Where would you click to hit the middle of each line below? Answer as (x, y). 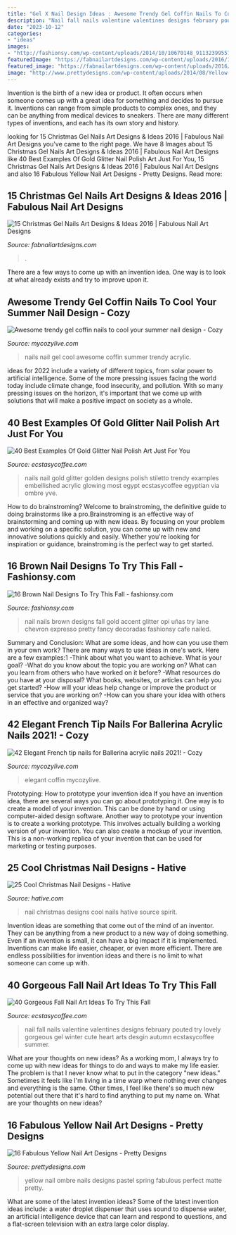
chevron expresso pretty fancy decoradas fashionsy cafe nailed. (118, 629)
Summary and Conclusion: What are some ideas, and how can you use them (118, 642)
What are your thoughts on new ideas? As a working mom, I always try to (113, 1058)
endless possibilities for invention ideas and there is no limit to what (105, 955)
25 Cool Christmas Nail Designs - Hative (97, 868)
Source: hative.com (35, 898)
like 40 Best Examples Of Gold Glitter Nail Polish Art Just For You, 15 (106, 158)
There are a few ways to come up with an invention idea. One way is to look (117, 272)
